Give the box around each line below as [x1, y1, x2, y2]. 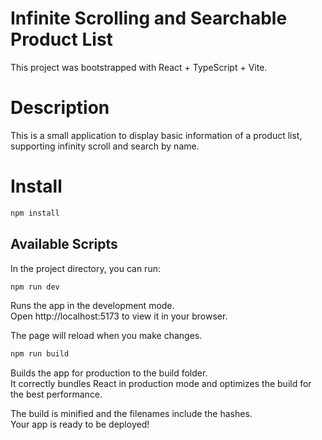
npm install [10, 208, 60, 218]
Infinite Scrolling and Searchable [10, 7, 288, 30]
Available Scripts [10, 236, 118, 253]
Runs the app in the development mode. [10, 300, 175, 312]
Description [10, 97, 110, 119]
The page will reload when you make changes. [10, 330, 203, 342]
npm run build [10, 349, 70, 359]
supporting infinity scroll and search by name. [10, 140, 200, 152]
